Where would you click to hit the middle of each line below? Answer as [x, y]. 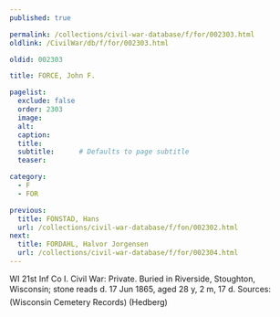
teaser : [32, 161]
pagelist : [28, 92]
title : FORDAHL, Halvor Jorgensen [83, 244]
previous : [28, 210]
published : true [40, 18]
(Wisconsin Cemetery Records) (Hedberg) [89, 301]
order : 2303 [41, 110]
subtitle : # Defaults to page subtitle [104, 152]
